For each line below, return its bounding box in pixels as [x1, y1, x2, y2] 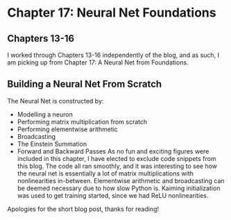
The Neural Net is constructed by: [7, 96, 104, 105]
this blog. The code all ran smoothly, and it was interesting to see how [17, 162, 217, 170]
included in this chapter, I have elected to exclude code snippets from [17, 154, 216, 162]
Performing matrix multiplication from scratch [17, 117, 148, 126]
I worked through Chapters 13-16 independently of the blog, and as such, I [7, 51, 220, 59]
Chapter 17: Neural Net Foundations [7, 5, 216, 21]
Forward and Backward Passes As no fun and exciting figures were [17, 147, 209, 155]
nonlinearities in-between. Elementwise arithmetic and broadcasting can [17, 176, 225, 185]
